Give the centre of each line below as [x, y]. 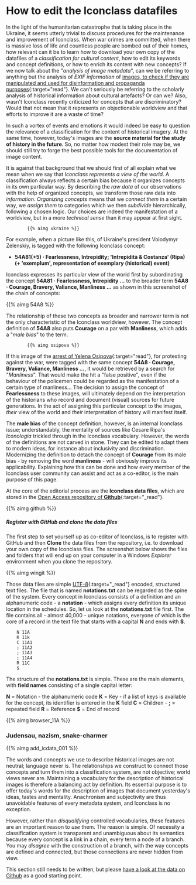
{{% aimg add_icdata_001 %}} [42, 749]
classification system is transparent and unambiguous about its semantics [95, 833]
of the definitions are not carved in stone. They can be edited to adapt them [97, 442]
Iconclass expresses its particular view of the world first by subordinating [94, 274]
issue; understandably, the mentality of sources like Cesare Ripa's [86, 429]
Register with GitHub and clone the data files [62, 522]
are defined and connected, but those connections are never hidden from [94, 852]
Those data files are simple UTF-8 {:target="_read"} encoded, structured [93, 584]
